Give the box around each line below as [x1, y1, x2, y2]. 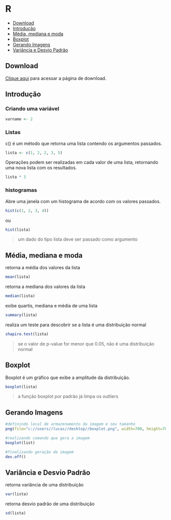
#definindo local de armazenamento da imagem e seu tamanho [5, 422, 136, 427]
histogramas [5, 187, 37, 194]
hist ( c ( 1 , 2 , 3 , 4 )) [5, 208, 49, 213]
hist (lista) [5, 227, 31, 232]
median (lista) [5, 294, 36, 299]
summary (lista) [5, 312, 38, 317]
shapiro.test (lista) [5, 331, 49, 336]
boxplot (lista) [5, 384, 38, 389]
